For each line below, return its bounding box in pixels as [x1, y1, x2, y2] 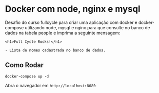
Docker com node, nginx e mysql [5, 3, 140, 15]
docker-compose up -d [5, 74, 49, 79]
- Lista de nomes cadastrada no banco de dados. [5, 48, 106, 53]
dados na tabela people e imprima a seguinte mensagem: [5, 30, 120, 36]
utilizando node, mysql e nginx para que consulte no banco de [25, 24, 150, 30]
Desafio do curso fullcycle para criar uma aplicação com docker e [5, 19, 138, 25]
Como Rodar [5, 61, 44, 69]
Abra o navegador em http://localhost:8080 [5, 82, 96, 88]
